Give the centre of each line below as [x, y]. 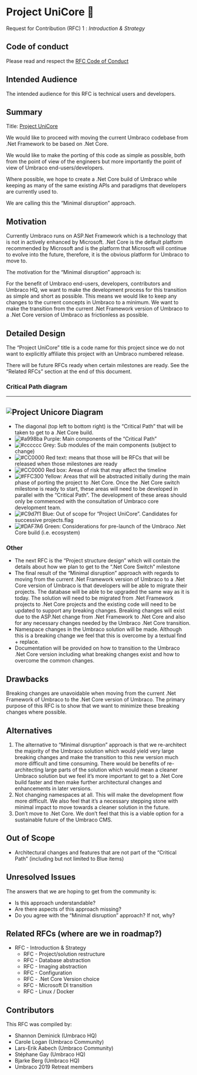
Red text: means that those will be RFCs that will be [108, 458]
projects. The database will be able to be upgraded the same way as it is [102, 592]
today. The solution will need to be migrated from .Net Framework [94, 598]
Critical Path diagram [37, 387]
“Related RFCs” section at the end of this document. [69, 371]
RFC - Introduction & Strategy [50, 948]
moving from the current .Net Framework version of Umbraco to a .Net [100, 580]
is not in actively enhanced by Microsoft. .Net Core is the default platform [95, 242]
